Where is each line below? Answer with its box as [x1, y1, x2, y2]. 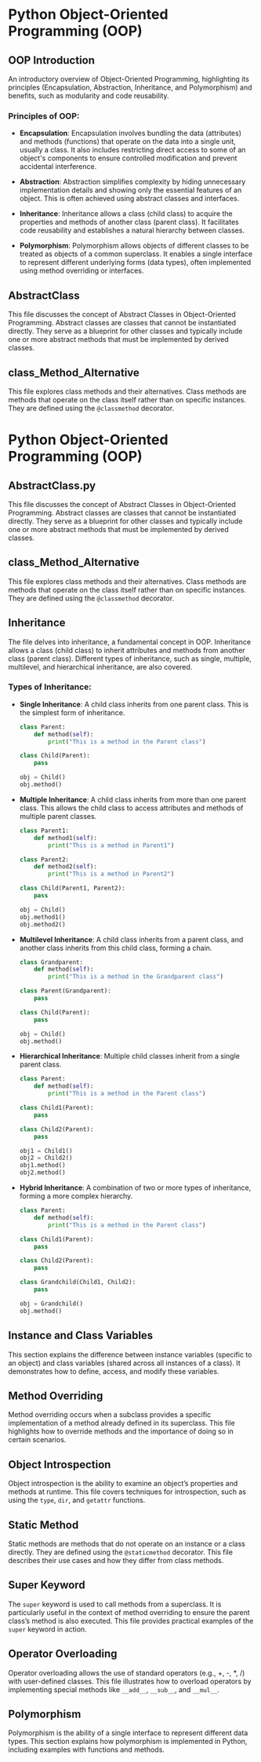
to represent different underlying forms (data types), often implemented [19, 258, 252, 267]
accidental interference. [19, 162, 97, 171]
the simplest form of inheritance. [19, 707, 125, 717]
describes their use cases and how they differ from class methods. [8, 1555, 224, 1565]
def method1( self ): [34, 834, 98, 842]
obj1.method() [19, 1162, 66, 1169]
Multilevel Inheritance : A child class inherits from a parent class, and [19, 934, 244, 944]
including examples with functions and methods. [8, 1745, 165, 1754]
